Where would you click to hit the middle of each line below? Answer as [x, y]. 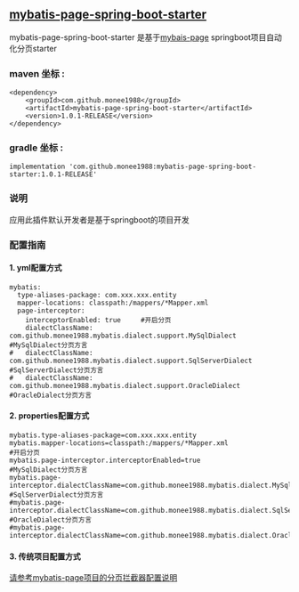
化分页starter [33, 48]
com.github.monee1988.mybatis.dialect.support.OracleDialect [125, 385]
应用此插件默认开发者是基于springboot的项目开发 [99, 219]
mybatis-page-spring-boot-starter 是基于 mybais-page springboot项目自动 [146, 37]
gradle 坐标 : [36, 148]
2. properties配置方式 [49, 416]
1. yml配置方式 [36, 268]
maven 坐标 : [37, 73]
